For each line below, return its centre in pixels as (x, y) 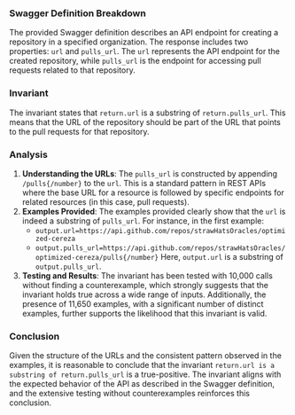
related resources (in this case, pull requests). (106, 201)
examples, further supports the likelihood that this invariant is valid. (144, 313)
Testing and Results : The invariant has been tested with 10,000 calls (147, 275)
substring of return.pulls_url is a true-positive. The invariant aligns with (145, 374)
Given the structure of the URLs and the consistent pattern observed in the (145, 356)
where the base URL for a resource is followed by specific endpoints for (153, 192)
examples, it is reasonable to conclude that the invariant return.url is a (142, 365)
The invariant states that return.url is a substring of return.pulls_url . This (147, 113)
